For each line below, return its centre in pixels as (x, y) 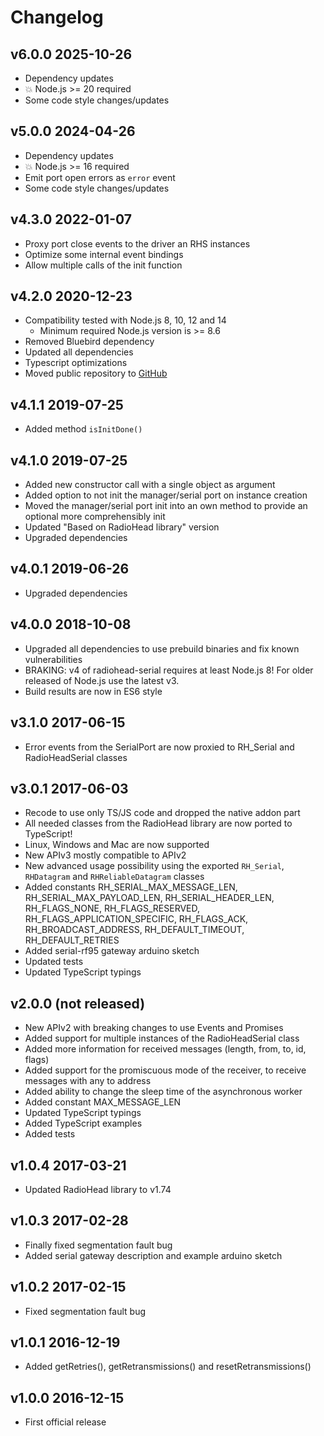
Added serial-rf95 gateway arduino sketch (112, 951)
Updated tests (54, 962)
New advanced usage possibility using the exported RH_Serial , (154, 866)
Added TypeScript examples (83, 1123)
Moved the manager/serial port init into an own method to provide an (166, 506)
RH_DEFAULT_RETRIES (72, 940)
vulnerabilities (53, 659)
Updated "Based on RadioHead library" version (122, 527)
